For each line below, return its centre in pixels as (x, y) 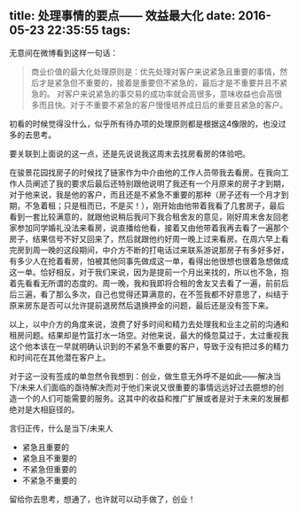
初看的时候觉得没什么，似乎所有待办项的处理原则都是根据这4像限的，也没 (144, 123)
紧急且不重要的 (49, 458)
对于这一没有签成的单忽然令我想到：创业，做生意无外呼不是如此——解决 (141, 376)
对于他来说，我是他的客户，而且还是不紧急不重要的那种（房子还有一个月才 (145, 194)
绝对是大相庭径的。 (44, 409)
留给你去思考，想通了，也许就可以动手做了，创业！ (102, 499)
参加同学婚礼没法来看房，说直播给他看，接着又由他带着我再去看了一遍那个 (153, 228)
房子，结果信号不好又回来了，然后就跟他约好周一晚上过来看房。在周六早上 (145, 238)
